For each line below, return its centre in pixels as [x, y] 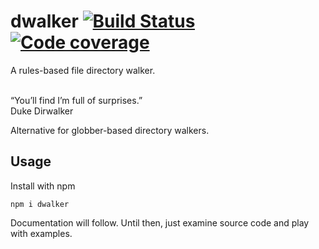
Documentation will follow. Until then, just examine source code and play [160, 222]
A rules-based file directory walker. [83, 70]
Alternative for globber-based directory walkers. [110, 130]
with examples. [41, 233]
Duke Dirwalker [42, 111]
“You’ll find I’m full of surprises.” [76, 100]
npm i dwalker [40, 204]
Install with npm [43, 186]
